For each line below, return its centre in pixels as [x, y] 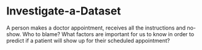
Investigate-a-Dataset [64, 11]
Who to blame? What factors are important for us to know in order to [108, 34]
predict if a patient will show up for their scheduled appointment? [88, 40]
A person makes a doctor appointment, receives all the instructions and [96, 28]
